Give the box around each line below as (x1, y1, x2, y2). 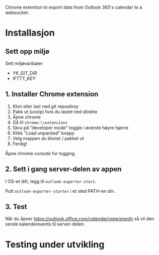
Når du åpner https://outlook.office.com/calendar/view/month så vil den (5, 216, 154, 222)
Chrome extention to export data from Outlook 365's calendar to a (5, 5, 142, 10)
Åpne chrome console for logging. (5, 150, 76, 156)
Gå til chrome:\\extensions (12, 119, 68, 125)
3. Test (5, 203, 27, 211)
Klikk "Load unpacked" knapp (12, 130, 74, 136)
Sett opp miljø (5, 47, 49, 56)
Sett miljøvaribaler (5, 60, 43, 66)
